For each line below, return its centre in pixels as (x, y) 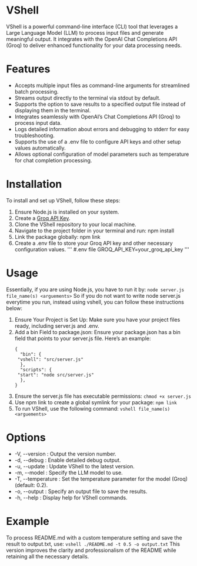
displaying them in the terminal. (53, 110)
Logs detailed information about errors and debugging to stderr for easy (102, 129)
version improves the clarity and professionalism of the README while (91, 550)
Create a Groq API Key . (42, 218)
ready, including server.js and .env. (57, 326)
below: (14, 308)
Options (26, 437)
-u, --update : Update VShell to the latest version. (74, 466)
